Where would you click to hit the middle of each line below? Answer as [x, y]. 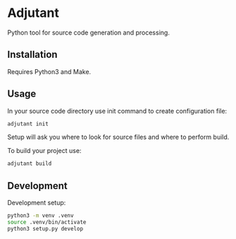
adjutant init [28, 124]
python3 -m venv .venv [41, 216]
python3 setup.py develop [45, 228]
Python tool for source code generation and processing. [89, 32]
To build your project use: [44, 151]
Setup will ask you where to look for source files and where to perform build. [118, 137]
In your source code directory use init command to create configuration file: [117, 111]
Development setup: [37, 203]
